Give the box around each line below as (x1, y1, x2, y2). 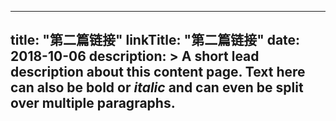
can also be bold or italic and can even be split (10, 79, 304, 96)
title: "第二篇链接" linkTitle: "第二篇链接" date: (10, 32, 301, 49)
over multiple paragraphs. (10, 95, 176, 112)
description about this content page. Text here (10, 64, 306, 81)
